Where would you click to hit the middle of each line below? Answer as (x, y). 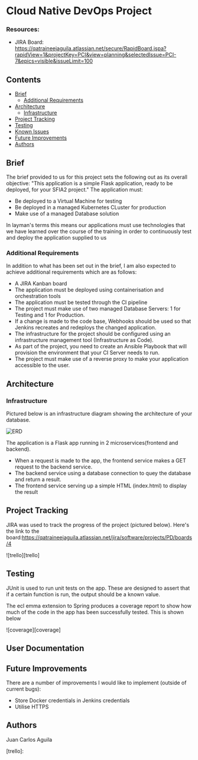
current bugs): (24, 689)
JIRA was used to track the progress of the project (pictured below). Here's (98, 525)
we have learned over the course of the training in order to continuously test (99, 231)
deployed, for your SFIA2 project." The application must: (74, 190)
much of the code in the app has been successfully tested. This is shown (95, 612)
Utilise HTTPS (32, 706)
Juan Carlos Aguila (29, 739)
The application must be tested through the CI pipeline (81, 302)
